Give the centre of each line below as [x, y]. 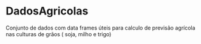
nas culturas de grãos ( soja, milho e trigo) [59, 34]
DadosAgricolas [47, 11]
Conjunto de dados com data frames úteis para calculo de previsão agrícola [101, 28]
